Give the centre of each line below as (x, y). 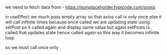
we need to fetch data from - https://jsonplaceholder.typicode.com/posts (80, 7)
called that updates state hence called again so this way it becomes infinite (82, 32)
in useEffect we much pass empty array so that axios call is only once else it (83, 17)
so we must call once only (32, 47)
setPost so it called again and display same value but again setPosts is (78, 27)
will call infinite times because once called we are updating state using (78, 22)
